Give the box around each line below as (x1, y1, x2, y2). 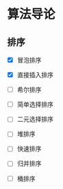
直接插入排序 (16, 71, 53, 79)
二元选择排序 (16, 115, 53, 124)
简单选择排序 (16, 100, 53, 108)
